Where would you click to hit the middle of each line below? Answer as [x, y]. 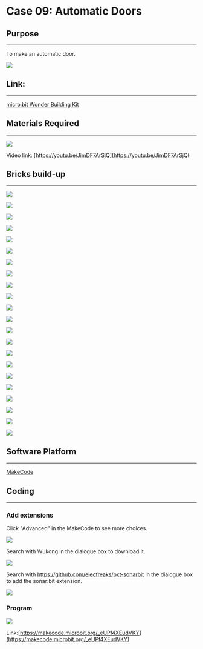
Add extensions [30, 515]
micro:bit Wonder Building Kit [43, 104]
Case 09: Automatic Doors [74, 11]
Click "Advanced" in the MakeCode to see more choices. [77, 528]
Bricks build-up [36, 174]
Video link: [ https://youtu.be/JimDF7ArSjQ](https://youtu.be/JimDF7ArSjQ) [98, 155]
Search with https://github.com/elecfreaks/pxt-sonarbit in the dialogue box [100, 574]
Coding [20, 491]
